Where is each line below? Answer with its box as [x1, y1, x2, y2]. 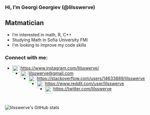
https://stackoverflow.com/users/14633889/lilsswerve [36, 76, 145, 82]
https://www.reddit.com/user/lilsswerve [45, 81, 124, 86]
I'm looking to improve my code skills [12, 42, 86, 48]
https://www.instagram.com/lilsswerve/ [20, 65, 100, 71]
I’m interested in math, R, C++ [12, 32, 72, 37]
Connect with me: [5, 54, 48, 61]
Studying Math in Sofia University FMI [12, 37, 88, 43]
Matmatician [5, 19, 44, 27]
